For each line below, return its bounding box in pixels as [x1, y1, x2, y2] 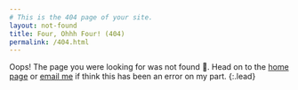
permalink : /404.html [9, 37, 90, 47]
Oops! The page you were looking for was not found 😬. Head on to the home [9, 62, 289, 72]
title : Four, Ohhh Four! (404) [9, 29, 125, 38]
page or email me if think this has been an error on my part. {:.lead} [9, 71, 256, 82]
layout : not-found [9, 21, 77, 30]
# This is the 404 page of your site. [9, 12, 153, 22]
